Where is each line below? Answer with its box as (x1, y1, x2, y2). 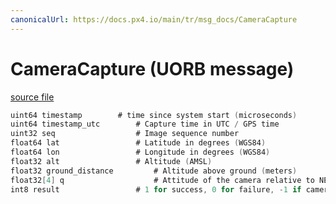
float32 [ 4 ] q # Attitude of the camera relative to (10, 175, 315, 185)
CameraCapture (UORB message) (10, 57, 295, 80)
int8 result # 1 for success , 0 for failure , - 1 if (10, 184, 302, 195)
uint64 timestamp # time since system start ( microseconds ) (10, 110, 298, 120)
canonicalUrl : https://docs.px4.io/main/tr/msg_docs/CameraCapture (10, 14, 298, 25)
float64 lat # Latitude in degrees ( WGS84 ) (10, 138, 267, 148)
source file (10, 91, 55, 103)
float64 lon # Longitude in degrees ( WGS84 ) (10, 147, 271, 158)
